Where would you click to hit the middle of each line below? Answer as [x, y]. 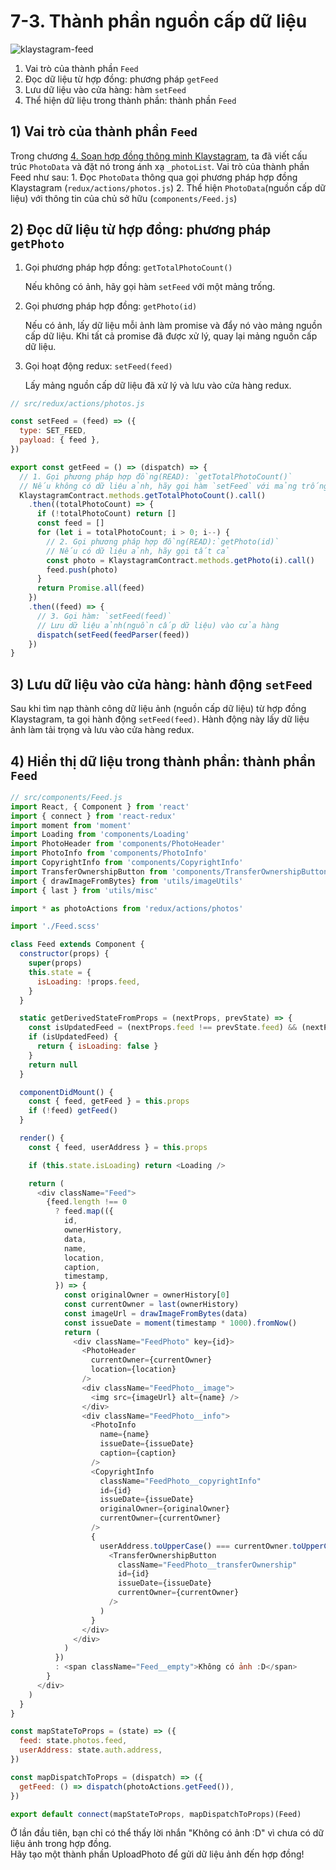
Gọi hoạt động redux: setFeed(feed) [98, 366]
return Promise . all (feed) [90, 588]
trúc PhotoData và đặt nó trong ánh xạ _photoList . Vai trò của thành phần [160, 166]
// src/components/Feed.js [66, 797]
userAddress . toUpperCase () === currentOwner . [196, 1546]
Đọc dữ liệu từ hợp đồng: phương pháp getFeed [121, 79]
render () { [42, 1138]
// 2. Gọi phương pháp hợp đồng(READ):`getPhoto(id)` [163, 541]
